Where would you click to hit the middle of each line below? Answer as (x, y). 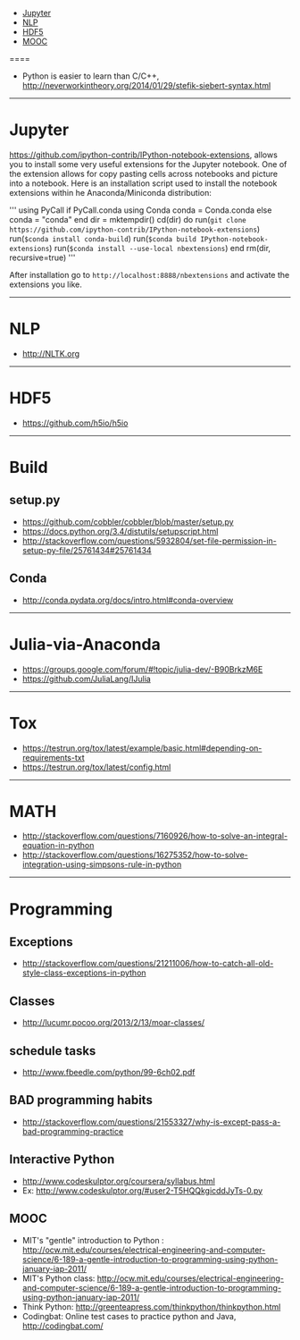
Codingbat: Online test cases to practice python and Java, (129, 1316)
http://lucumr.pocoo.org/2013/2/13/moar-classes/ (113, 1023)
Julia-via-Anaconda (85, 644)
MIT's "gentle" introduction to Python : (93, 1240)
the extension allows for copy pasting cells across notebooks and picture (144, 173)
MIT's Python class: (58, 1278)
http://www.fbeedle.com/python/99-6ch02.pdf (108, 1073)
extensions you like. (46, 284)
